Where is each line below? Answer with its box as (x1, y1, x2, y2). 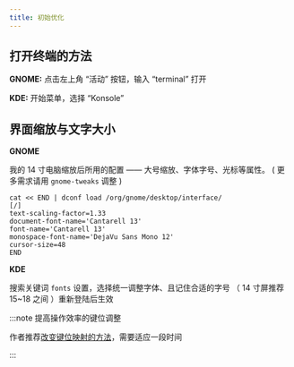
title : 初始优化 (9, 13, 65, 22)
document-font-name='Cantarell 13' (9, 217, 143, 226)
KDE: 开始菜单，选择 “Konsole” (9, 93, 125, 104)
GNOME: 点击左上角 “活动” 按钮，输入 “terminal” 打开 (9, 73, 207, 85)
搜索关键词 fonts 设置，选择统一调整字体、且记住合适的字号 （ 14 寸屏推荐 (9, 283, 285, 294)
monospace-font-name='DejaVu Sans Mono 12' (9, 233, 175, 242)
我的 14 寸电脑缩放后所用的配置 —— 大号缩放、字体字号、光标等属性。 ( (9, 165, 275, 175)
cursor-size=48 (9, 241, 66, 250)
